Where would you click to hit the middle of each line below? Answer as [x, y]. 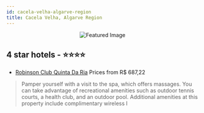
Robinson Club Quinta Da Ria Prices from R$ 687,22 [80, 72]
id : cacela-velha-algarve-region [49, 12]
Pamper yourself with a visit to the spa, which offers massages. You [107, 84]
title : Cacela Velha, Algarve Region [54, 18]
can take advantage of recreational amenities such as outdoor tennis [107, 91]
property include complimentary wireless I [75, 103]
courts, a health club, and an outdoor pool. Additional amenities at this [110, 97]
